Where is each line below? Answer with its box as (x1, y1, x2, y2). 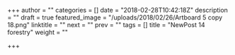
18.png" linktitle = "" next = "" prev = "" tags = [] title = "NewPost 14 (7, 21, 205, 29)
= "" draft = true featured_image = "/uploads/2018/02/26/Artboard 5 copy (7, 13, 223, 22)
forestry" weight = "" (7, 28, 69, 36)
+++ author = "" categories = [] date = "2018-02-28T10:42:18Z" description (7, 6, 229, 14)
